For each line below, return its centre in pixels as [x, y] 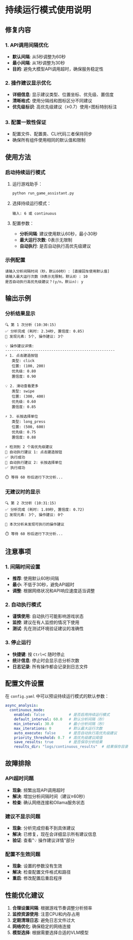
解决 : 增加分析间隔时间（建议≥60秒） [50, 796]
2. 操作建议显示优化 [28, 83]
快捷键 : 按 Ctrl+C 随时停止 [39, 654]
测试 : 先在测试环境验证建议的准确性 [48, 629]
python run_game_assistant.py [43, 193]
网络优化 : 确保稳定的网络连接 [41, 926]
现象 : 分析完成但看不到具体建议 [43, 828]
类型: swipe [23, 392]
